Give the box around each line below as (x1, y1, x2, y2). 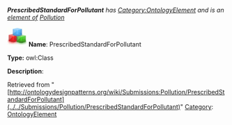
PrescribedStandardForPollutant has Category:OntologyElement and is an (7, 6, 224, 14)
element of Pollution (7, 13, 65, 22)
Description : (7, 67, 44, 75)
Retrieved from (7, 81, 50, 89)
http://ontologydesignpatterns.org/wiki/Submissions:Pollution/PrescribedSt (9, 88, 225, 96)
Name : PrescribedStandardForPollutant (28, 40, 141, 48)
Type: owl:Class (7, 53, 54, 62)
